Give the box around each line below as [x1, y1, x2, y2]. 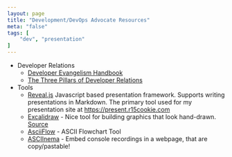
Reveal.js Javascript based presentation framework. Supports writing [27, 91, 225, 99]
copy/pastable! [27, 142, 71, 150]
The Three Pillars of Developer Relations [27, 76, 143, 84]
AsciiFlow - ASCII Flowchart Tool [27, 127, 121, 136]
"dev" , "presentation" [19, 36, 85, 43]
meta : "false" [7, 23, 48, 30]
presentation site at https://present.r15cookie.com [27, 105, 170, 113]
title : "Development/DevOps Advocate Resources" [7, 17, 150, 24]
